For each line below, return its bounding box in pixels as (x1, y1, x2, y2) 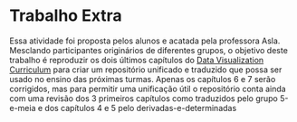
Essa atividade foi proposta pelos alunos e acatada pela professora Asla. (9, 35, 281, 46)
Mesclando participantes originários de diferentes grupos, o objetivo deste (9, 44, 288, 55)
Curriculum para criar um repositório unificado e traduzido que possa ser (9, 64, 283, 75)
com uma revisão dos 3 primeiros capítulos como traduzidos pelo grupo (9, 92, 278, 104)
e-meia (9, 102, 36, 113)
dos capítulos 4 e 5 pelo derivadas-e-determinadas (44, 102, 237, 113)
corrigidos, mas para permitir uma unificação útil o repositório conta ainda (9, 83, 287, 94)
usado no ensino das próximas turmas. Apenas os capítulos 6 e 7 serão (9, 73, 276, 84)
